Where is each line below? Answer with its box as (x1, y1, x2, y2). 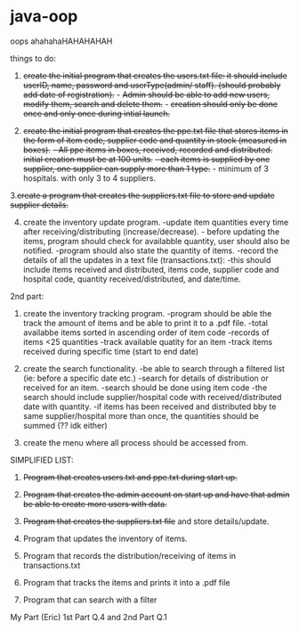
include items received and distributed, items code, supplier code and (22, 264, 279, 275)
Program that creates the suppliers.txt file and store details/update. (22, 515, 270, 527)
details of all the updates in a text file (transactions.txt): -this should (22, 254, 271, 265)
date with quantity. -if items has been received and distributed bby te (22, 401, 277, 412)
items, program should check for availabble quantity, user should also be (22, 235, 290, 246)
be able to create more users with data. (22, 498, 167, 509)
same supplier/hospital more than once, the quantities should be (22, 410, 259, 421)
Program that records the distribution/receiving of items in (22, 550, 237, 561)
